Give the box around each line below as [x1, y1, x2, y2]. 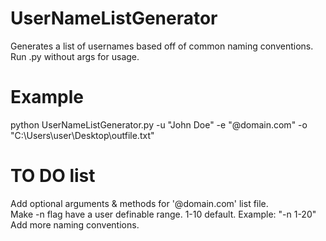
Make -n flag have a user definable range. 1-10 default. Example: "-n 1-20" [10, 208, 317, 220]
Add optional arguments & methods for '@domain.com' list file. [10, 197, 269, 209]
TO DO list [10, 165, 96, 187]
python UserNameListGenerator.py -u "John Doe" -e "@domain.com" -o [10, 118, 308, 131]
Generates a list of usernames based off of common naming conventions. [10, 40, 314, 52]
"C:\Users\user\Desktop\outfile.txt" [10, 129, 155, 141]
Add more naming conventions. [10, 218, 140, 231]
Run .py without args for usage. [10, 50, 140, 62]
